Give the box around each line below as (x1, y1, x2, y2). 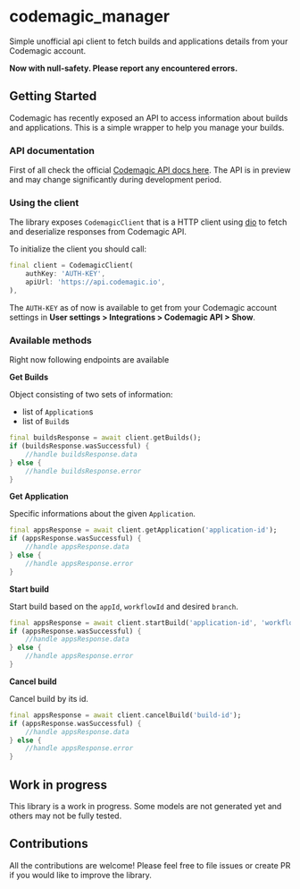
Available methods (9, 334, 92, 346)
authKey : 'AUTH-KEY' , (25, 269, 105, 278)
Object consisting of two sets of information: (9, 389, 173, 400)
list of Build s (21, 416, 70, 427)
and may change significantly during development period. (9, 175, 221, 185)
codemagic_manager (9, 6, 171, 27)
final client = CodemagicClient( (9, 261, 134, 270)
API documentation (9, 144, 96, 157)
